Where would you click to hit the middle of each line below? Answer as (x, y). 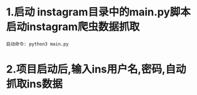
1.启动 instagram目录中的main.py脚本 (98, 12)
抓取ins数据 (35, 84)
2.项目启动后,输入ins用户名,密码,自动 (96, 69)
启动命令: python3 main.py (37, 44)
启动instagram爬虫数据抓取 (73, 27)
